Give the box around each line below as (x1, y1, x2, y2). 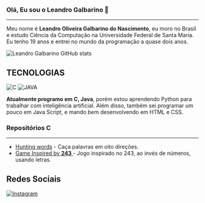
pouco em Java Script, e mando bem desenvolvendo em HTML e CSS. (6, 109, 184, 116)
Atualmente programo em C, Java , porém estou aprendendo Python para (6, 96, 192, 103)
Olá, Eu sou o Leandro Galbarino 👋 (6, 5, 109, 14)
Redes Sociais (6, 174, 61, 184)
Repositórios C (6, 124, 51, 132)
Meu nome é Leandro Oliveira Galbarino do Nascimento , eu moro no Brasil (6, 25, 196, 32)
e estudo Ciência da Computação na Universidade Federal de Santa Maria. (6, 32, 194, 39)
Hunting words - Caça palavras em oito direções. (15, 143, 139, 151)
